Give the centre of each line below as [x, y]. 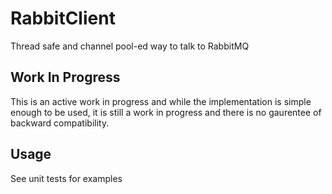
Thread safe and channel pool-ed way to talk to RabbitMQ [130, 46]
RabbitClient [63, 18]
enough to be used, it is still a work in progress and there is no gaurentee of [166, 112]
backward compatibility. [60, 123]
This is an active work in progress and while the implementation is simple [161, 101]
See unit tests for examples [66, 178]
